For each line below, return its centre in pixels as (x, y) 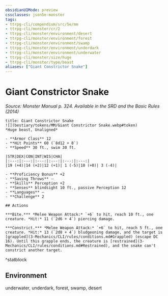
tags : (11, 19)
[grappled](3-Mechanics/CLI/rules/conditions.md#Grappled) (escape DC (82, 237)
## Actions (17, 206)
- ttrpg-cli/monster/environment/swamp (48, 43)
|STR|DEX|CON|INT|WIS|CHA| (34, 157)
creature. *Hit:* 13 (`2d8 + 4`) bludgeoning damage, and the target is (84, 232)
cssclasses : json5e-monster (35, 15)
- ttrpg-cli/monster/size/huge (38, 57)
